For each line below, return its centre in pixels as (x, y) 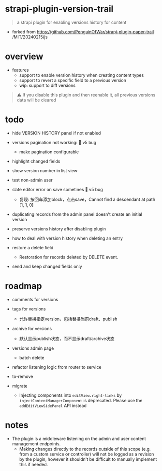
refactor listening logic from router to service (57, 367)
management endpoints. (36, 444)
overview (24, 57)
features (20, 70)
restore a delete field (33, 247)
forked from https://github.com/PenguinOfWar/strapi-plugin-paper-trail (83, 32)
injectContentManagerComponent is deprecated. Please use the (81, 400)
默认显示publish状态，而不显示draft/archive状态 (67, 339)
